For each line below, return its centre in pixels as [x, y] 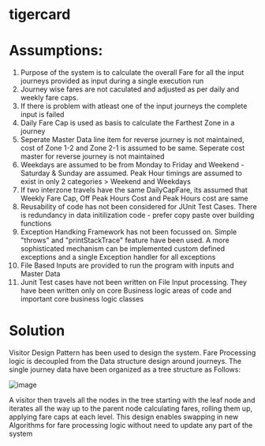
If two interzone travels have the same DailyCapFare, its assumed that [134, 190]
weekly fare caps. [49, 98]
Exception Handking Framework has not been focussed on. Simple [129, 232]
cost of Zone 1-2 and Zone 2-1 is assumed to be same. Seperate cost [132, 148]
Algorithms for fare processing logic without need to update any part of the [131, 425]
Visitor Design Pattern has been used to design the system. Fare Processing [132, 353]
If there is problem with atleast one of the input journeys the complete [134, 106]
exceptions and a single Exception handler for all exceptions [118, 257]
